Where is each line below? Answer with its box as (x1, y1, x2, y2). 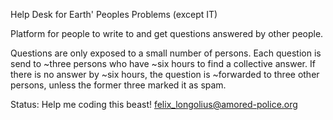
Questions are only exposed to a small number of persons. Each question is (10, 47, 322, 59)
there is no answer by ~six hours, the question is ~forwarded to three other (10, 69, 320, 80)
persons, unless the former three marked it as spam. (10, 79, 227, 91)
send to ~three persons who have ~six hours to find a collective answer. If (10, 58, 316, 69)
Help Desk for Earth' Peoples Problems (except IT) (10, 9, 218, 20)
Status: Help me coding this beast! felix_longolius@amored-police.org (10, 99, 298, 110)
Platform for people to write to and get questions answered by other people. (10, 28, 324, 39)
